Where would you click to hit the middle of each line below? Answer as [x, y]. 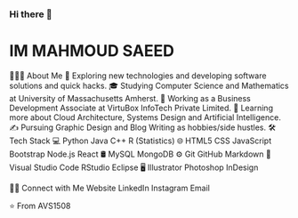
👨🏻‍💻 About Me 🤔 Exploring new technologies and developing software [138, 76]
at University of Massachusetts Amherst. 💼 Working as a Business [130, 98]
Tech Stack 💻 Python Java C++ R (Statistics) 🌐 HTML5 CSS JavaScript [141, 141]
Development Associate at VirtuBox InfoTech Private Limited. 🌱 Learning [141, 108]
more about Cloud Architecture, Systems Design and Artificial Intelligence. [145, 117]
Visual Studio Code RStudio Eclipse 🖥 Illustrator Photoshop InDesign [134, 167]
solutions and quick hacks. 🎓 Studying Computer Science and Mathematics [149, 85]
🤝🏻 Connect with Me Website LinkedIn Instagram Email [110, 188]
